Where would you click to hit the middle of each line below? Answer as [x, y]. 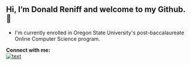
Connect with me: [28, 50]
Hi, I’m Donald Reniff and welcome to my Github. [96, 10]
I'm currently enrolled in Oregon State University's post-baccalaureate [99, 32]
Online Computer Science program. [57, 39]
